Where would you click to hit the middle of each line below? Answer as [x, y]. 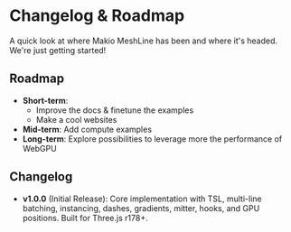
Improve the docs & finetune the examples [115, 110]
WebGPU [39, 148]
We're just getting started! [58, 50]
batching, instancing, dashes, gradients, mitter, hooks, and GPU [141, 208]
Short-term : [45, 100]
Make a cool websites [76, 119]
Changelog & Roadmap [97, 16]
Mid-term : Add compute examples [87, 129]
